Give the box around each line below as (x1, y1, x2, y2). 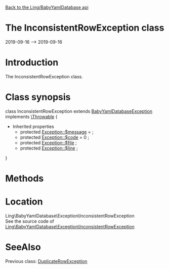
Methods (5, 173, 44, 184)
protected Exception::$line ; (20, 145, 78, 151)
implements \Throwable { (5, 113, 58, 119)
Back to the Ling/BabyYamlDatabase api (5, 5, 89, 10)
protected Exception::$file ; (20, 139, 77, 145)
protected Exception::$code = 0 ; (20, 134, 90, 140)
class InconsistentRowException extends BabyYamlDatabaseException (5, 108, 153, 114)
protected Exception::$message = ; (20, 129, 94, 135)
